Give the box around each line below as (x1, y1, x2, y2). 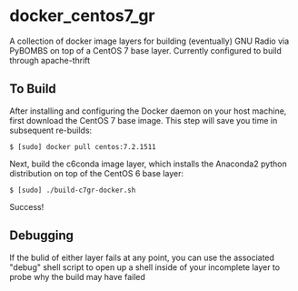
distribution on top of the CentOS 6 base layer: (9, 167, 184, 178)
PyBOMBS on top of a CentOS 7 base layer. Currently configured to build (9, 45, 282, 55)
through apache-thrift (9, 55, 91, 65)
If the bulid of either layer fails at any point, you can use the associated (9, 252, 275, 263)
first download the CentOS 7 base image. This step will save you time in (9, 115, 278, 125)
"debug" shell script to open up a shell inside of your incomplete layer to (9, 261, 280, 273)
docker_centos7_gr (9, 5, 156, 26)
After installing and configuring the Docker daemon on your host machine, (9, 105, 287, 116)
